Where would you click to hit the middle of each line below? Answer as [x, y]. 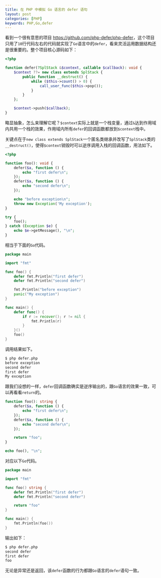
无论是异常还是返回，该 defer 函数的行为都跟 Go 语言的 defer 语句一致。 [73, 571]
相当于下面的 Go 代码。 [26, 245]
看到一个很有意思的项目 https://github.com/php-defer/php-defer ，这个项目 [80, 37]
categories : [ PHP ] [24, 19]
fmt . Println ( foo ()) [33, 523]
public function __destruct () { [55, 77]
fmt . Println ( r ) [46, 321]
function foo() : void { [29, 163]
